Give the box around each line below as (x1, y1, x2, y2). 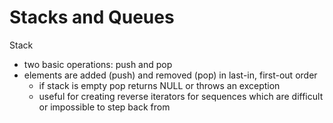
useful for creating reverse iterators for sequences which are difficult (38, 90, 324, 102)
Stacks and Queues (9, 6, 175, 29)
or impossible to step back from (38, 101, 171, 113)
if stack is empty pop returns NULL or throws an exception (38, 79, 281, 91)
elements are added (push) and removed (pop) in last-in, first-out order (23, 69, 318, 81)
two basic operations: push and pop (23, 58, 173, 70)
